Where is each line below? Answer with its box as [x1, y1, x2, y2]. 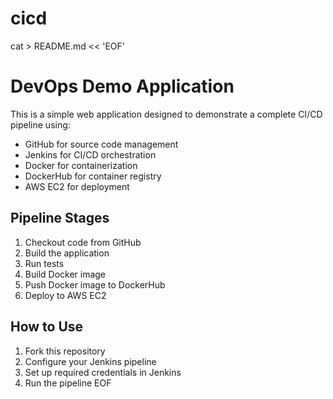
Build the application [24, 247, 110, 259]
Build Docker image [24, 268, 107, 280]
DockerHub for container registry [24, 170, 162, 182]
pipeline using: [10, 118, 71, 131]
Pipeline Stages [10, 210, 110, 227]
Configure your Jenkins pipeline [24, 355, 157, 367]
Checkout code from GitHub [24, 236, 142, 248]
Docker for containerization [24, 159, 138, 171]
